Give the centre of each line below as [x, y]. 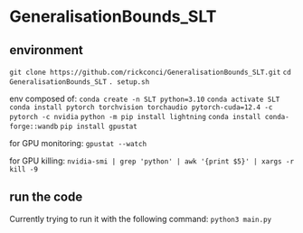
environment [46, 50]
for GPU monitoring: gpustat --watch [78, 143]
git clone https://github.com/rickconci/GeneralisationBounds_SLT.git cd [150, 72]
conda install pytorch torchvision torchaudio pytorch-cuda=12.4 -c [141, 107]
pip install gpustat [99, 126]
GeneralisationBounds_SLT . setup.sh [80, 82]
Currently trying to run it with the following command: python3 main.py [141, 219]
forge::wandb [34, 126]
